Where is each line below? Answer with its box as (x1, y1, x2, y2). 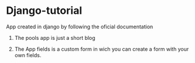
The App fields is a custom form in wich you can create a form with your (14, 45, 189, 53)
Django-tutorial (6, 4, 83, 17)
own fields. (14, 51, 42, 58)
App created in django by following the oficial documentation (6, 23, 153, 30)
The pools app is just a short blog (14, 34, 95, 41)
